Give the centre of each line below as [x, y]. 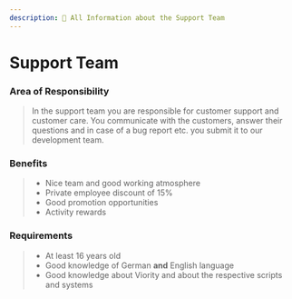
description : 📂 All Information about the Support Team [117, 18]
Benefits [29, 164]
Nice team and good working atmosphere [123, 184]
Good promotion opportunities [102, 203]
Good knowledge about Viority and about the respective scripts [164, 274]
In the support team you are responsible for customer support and [155, 111]
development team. [68, 140]
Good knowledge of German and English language [139, 265]
